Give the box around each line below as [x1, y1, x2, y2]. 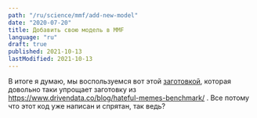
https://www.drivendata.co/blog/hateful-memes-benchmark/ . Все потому [8, 93, 249, 102]
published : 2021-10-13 [8, 48, 82, 55]
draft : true [8, 41, 47, 48]
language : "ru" [8, 33, 58, 41]
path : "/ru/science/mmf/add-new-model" [8, 11, 139, 20]
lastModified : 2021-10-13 [8, 55, 92, 63]
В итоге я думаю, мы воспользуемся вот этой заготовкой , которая [8, 76, 231, 86]
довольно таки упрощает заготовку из [8, 84, 137, 94]
